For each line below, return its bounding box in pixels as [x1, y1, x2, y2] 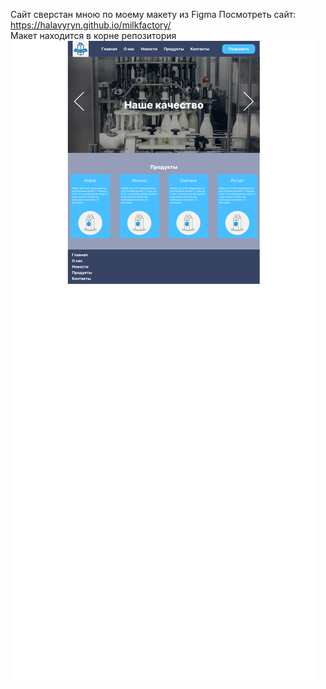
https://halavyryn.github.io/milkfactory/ [10, 19, 172, 31]
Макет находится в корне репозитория [10, 30, 177, 41]
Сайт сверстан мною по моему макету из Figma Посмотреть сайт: [10, 9, 297, 20]
